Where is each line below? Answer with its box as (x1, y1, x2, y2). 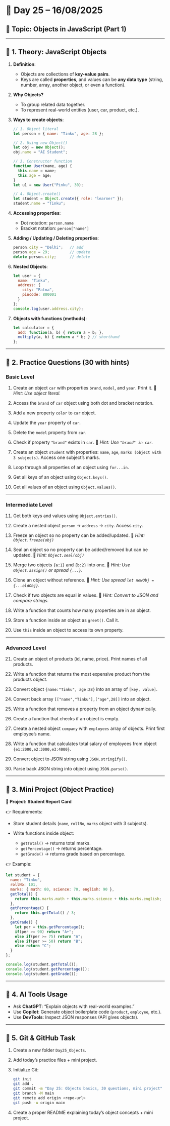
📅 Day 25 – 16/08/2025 (6, 5, 103, 16)
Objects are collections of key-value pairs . (20, 71, 110, 77)
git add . (13, 1081, 34, 1086)
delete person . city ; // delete (13, 254, 90, 259)
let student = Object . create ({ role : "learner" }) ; (13, 196, 124, 202)
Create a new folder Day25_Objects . (13, 1047, 86, 1053)
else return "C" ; (15, 943, 51, 949)
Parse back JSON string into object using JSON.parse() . (13, 766, 129, 772)
